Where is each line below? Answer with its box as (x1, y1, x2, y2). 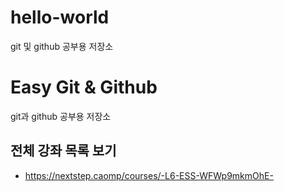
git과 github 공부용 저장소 (10, 110, 112, 122)
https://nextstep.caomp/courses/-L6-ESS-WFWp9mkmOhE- (24, 169, 274, 181)
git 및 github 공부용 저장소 (10, 40, 114, 52)
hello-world (10, 6, 110, 29)
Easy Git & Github (10, 76, 158, 99)
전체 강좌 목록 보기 (10, 142, 117, 160)
